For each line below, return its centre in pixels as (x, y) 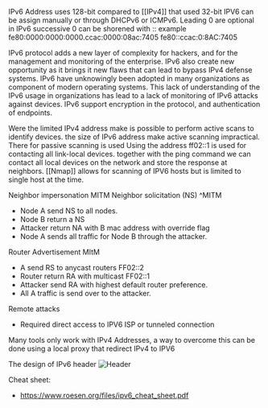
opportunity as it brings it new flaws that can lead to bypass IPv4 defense (130, 70)
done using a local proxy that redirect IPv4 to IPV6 (92, 348)
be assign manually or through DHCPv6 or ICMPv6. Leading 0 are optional (132, 20)
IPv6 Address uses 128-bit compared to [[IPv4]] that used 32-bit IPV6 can (131, 12)
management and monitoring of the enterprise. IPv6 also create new (122, 61)
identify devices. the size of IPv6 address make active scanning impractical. (134, 137)
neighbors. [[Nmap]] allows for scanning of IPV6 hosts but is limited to (125, 171)
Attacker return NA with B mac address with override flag (115, 228)
